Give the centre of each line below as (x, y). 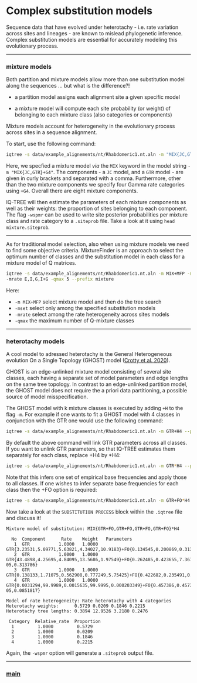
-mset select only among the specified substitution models (85, 308)
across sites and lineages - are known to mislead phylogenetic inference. (94, 33)
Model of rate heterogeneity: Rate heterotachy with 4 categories (89, 601)
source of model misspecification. (47, 397)
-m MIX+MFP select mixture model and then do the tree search (88, 302)
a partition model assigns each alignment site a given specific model (97, 97)
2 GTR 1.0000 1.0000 (56, 554)
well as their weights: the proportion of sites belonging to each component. (97, 209)
